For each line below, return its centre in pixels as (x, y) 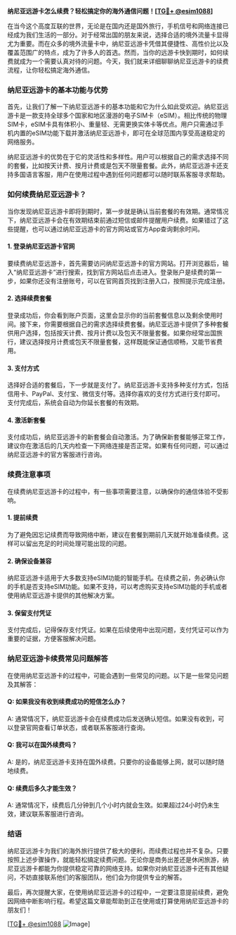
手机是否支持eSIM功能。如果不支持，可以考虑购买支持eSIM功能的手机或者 (120, 587)
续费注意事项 (29, 475)
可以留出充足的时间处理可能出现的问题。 (72, 543)
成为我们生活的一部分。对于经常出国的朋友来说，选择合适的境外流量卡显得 (121, 35)
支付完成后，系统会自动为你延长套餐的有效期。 (75, 403)
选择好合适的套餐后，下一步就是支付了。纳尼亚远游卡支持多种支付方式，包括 (118, 385)
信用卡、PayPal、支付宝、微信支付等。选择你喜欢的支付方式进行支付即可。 (116, 394)
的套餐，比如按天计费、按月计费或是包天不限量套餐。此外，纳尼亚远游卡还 (115, 166)
